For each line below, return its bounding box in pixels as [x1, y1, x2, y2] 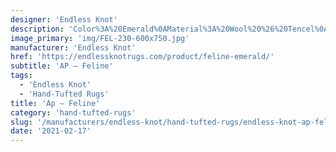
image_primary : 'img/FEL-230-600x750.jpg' [10, 33, 190, 43]
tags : [10, 71, 33, 81]
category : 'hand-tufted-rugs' [10, 107, 137, 118]
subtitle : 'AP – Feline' [10, 61, 114, 71]
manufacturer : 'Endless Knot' [10, 42, 137, 53]
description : [10, 24, 65, 34]
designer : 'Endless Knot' [10, 14, 118, 25]
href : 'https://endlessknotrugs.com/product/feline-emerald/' [10, 52, 275, 62]
